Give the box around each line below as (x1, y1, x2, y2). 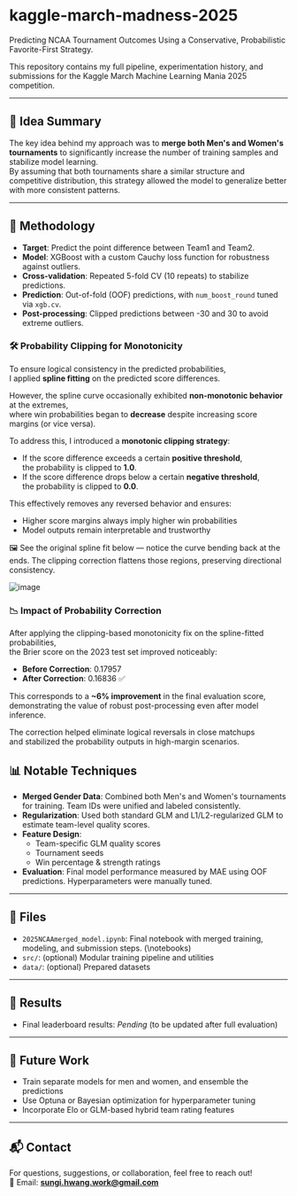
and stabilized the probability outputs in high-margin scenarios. (9, 736, 240, 747)
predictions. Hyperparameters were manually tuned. (21, 875, 213, 886)
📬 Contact (9, 1139, 72, 1154)
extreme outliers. (21, 317, 84, 328)
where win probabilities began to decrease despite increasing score (9, 408, 258, 419)
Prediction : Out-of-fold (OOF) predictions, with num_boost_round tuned (21, 289, 278, 299)
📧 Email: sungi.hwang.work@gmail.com (9, 1177, 159, 1188)
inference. (9, 710, 47, 720)
